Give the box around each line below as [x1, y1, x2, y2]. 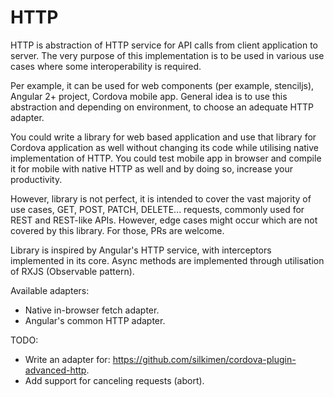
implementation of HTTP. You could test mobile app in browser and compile [10, 152, 322, 164]
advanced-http [24, 364, 87, 376]
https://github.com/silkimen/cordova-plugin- [112, 353, 297, 365]
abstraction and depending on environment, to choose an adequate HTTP [10, 101, 314, 113]
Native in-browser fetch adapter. [24, 304, 160, 316]
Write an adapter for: [24, 353, 111, 365]
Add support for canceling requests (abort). [24, 374, 205, 386]
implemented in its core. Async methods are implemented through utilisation [10, 254, 325, 266]
